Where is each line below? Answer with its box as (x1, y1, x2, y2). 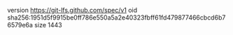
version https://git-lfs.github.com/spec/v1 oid (7, 6, 138, 14)
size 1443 (34, 21, 62, 29)
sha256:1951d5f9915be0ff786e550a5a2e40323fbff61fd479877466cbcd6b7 (7, 13, 226, 22)
